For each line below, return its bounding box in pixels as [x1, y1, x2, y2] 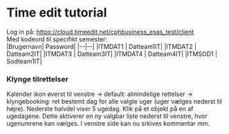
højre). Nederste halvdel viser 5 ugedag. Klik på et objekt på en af [6, 105, 194, 113]
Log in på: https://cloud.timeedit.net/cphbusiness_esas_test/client [6, 28, 194, 36]
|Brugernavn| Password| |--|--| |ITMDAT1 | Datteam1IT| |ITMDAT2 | [6, 42, 197, 50]
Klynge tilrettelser [6, 74, 68, 84]
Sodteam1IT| [6, 57, 42, 65]
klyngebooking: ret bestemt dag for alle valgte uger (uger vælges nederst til [6, 97, 223, 106]
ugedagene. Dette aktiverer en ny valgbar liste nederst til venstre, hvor [6, 112, 208, 120]
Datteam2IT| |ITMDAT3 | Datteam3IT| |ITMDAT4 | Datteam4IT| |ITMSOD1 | [6, 50, 218, 58]
